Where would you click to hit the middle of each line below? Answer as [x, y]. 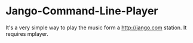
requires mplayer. [27, 33]
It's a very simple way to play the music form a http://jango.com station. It [96, 27]
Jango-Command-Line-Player [82, 11]
